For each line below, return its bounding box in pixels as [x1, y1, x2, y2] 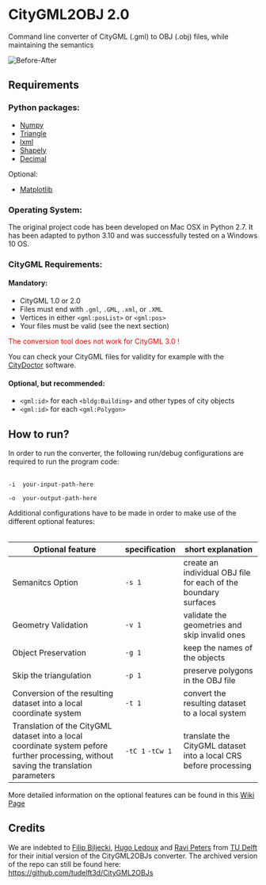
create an [183, 557, 219, 568]
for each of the [183, 577, 239, 588]
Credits [8, 822, 46, 835]
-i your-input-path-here [8, 480, 93, 488]
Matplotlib [19, 184, 53, 194]
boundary [183, 587, 220, 598]
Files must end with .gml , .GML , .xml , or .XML [19, 305, 163, 314]
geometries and [183, 620, 242, 631]
